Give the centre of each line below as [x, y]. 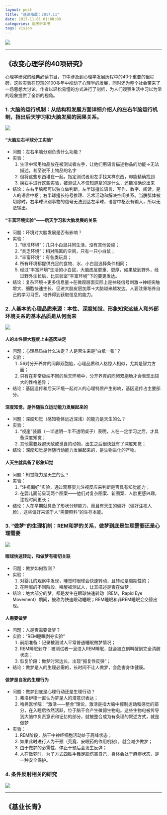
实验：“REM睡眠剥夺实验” [39, 636]
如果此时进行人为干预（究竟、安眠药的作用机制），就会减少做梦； [86, 742]
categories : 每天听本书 [28, 24]
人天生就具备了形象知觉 [29, 462]
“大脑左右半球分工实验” [29, 139]
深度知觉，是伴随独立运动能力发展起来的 [46, 407]
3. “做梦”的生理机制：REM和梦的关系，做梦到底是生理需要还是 [80, 526]
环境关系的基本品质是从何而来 [41, 316]
